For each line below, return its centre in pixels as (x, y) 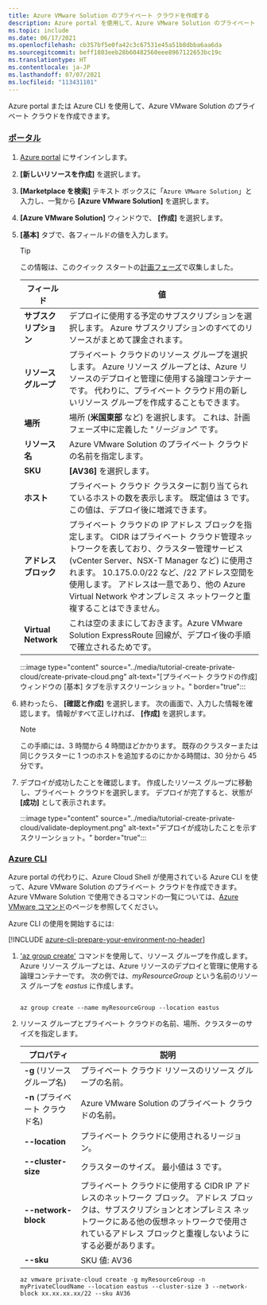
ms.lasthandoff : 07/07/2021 (55, 75)
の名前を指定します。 (108, 456)
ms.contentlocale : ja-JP (49, 68)
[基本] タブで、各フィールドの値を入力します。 (96, 235)
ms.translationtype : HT (48, 60)
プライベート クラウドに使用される (145, 1136)
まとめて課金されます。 (144, 340)
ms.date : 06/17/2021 (43, 38)
